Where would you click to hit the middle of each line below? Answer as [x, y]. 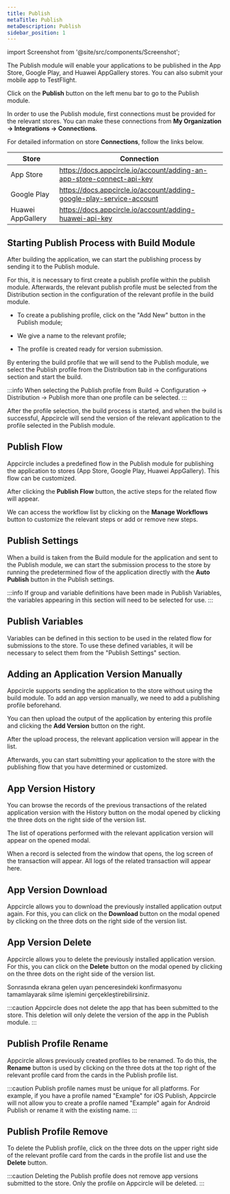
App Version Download [57, 890]
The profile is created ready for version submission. [90, 349]
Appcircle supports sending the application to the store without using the [110, 691]
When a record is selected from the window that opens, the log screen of [110, 854]
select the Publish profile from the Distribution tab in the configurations [107, 370]
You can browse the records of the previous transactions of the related [107, 805]
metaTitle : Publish [35, 20]
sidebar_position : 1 [37, 33]
